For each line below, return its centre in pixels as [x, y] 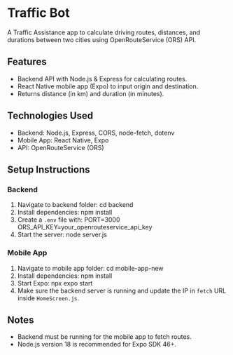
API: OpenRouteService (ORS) [61, 147]
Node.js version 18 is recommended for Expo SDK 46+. [97, 344]
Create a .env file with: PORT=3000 [69, 220]
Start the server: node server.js [62, 235]
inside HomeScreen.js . [48, 298]
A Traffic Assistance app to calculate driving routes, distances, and [104, 32]
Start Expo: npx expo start [55, 283]
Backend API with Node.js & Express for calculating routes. [102, 79]
